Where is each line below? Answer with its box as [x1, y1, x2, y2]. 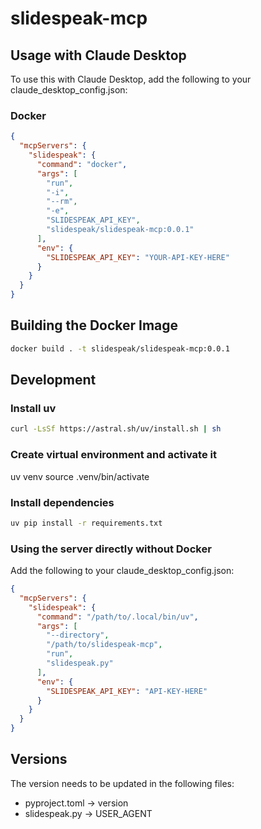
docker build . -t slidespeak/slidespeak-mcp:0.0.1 [10, 343, 230, 354]
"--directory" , [46, 630, 110, 641]
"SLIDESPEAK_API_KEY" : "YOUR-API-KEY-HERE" [46, 252, 230, 262]
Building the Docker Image [10, 317, 179, 334]
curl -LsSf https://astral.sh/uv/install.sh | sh [10, 424, 222, 434]
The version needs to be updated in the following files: [10, 777, 235, 789]
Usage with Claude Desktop [10, 47, 187, 64]
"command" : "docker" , [36, 159, 128, 169]
